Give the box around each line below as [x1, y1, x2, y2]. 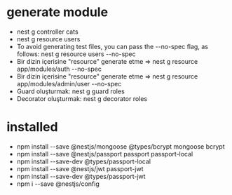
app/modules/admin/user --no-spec [16, 79, 122, 88]
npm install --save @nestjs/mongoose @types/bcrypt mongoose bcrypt [16, 142, 225, 151]
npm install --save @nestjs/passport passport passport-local [16, 149, 193, 158]
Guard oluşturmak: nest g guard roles [16, 87, 125, 95]
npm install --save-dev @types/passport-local [16, 157, 151, 166]
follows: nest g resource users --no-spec [16, 50, 136, 58]
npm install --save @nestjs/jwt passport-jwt [16, 164, 144, 173]
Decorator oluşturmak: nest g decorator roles [16, 94, 148, 102]
